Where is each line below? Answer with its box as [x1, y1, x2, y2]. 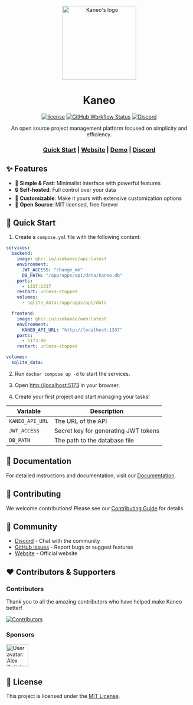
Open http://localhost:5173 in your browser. [14, 381, 120, 389]
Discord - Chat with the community [14, 537, 100, 545]
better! [6, 605, 22, 612]
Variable [17, 407, 41, 415]
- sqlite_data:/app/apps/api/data [21, 300, 107, 306]
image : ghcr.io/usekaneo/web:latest [17, 316, 107, 322]
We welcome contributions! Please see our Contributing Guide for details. [6, 504, 185, 511]
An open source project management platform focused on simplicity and [11, 124, 188, 132]
